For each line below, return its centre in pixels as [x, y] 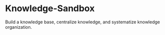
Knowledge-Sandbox [50, 9]
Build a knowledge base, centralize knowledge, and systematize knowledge [82, 22]
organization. [19, 27]
